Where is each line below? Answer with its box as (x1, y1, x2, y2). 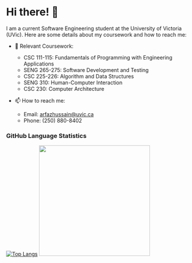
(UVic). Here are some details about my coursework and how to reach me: (6, 31, 187, 38)
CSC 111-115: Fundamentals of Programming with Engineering (23, 54, 173, 61)
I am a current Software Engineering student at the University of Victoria (6, 25, 182, 32)
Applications (23, 60, 54, 67)
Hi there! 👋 (6, 5, 59, 19)
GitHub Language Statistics (6, 131, 87, 140)
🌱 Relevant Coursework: (14, 42, 74, 50)
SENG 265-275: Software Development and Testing (23, 66, 149, 73)
